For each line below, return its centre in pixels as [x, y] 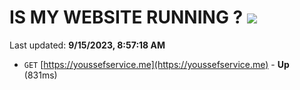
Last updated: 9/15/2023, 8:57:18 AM [87, 45]
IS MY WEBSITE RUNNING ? [126, 17]
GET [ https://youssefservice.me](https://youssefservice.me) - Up [156, 64]
